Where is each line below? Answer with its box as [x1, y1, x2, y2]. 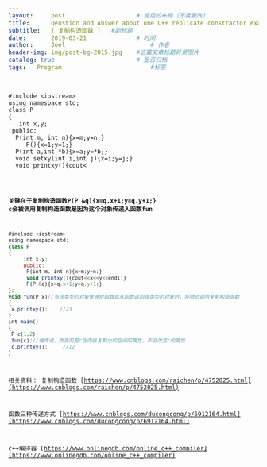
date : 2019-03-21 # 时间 [8, 33, 156, 42]
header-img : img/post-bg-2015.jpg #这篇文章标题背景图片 [8, 48, 199, 56]
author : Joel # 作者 [8, 41, 170, 49]
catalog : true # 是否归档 [8, 56, 168, 64]
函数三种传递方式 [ [8, 411, 64, 419]
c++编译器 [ [8, 445, 44, 453]
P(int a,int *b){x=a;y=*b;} [15, 148, 109, 156]
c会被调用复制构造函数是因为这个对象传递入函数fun [8, 205, 153, 213]
